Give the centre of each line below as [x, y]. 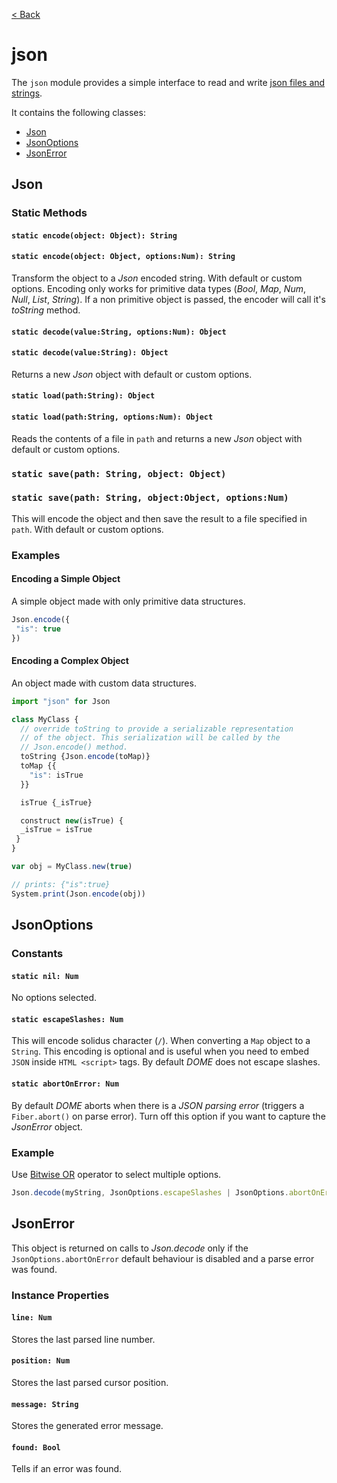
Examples [36, 555]
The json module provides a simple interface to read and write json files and [168, 82]
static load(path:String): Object [83, 396]
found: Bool [36, 1447]
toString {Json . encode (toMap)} [85, 757]
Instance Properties [60, 1295]
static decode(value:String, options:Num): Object [119, 332]
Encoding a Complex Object [70, 661]
